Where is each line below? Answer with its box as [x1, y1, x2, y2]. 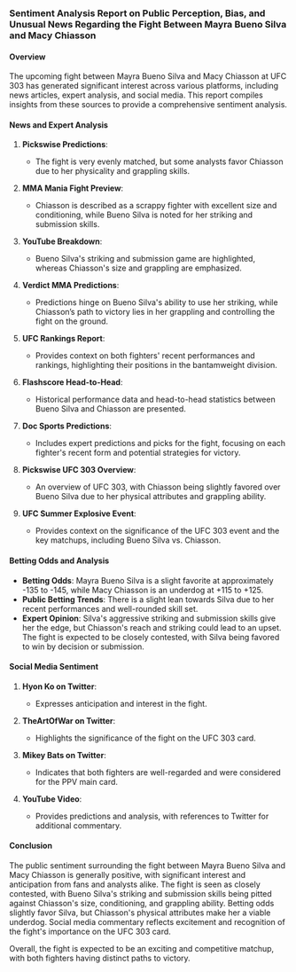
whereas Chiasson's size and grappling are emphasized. [35, 263, 242, 273]
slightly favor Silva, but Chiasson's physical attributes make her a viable [9, 907, 271, 918]
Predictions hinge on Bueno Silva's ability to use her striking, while [35, 297, 278, 308]
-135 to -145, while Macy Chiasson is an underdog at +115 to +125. [21, 584, 264, 595]
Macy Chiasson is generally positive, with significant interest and [9, 869, 246, 880]
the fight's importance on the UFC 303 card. [9, 926, 171, 937]
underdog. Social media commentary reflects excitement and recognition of [9, 916, 285, 927]
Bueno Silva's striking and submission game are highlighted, [35, 254, 255, 264]
